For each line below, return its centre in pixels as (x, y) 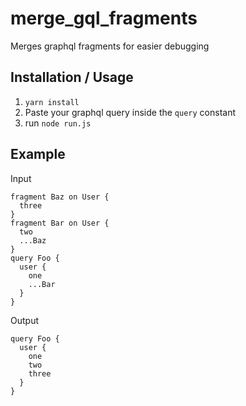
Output (24, 320)
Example (38, 154)
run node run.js (58, 123)
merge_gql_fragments (104, 18)
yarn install (52, 102)
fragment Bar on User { (60, 223)
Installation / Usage (72, 77)
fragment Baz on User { (60, 197)
